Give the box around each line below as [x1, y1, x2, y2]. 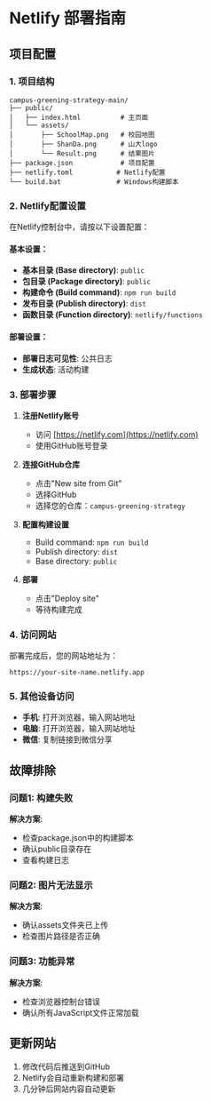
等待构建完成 [35, 603, 82, 614]
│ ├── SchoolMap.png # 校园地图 [9, 130, 155, 139]
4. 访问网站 [9, 628, 57, 641]
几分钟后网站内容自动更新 [21, 1083, 116, 1094]
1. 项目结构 [9, 75, 55, 87]
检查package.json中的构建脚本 [21, 833, 135, 843]
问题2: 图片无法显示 [9, 879, 93, 891]
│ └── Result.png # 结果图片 [9, 148, 155, 158]
